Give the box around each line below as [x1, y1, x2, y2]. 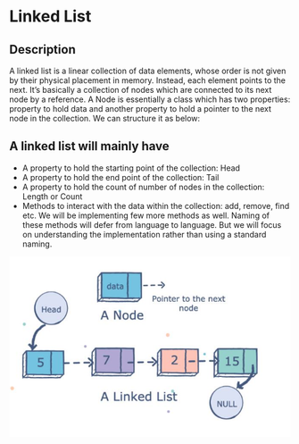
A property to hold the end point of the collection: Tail [21, 172, 220, 182]
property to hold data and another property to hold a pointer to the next [9, 104, 272, 113]
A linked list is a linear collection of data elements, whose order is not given [9, 65, 287, 76]
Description [9, 42, 76, 57]
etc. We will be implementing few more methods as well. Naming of [21, 210, 270, 221]
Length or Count [21, 190, 83, 202]
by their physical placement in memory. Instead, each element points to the [9, 75, 287, 86]
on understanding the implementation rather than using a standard [21, 229, 267, 239]
